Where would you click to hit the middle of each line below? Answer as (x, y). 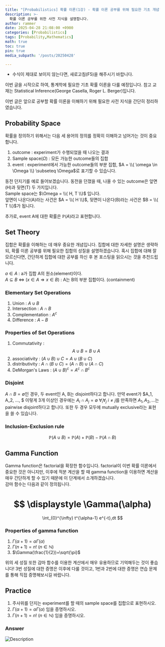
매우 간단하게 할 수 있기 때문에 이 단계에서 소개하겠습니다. (60, 478)
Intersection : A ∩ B (32, 308)
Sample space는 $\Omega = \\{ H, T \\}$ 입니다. (53, 194)
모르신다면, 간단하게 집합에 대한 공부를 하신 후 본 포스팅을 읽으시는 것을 (73, 257)
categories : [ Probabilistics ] (36, 32)
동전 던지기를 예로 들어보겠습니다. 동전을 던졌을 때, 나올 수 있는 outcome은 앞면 (81, 181)
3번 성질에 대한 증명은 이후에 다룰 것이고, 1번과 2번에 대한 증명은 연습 (82, 569)
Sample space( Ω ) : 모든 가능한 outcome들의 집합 (60, 158)
